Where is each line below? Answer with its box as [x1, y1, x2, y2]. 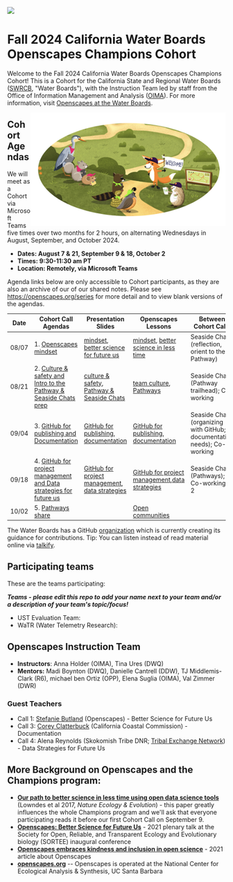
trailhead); [190, 386, 220, 394]
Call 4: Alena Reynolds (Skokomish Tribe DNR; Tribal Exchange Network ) [17, 737, 225, 745]
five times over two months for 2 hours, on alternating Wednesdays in [7, 229, 207, 237]
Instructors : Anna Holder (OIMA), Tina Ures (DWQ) [17, 659, 164, 668]
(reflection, [190, 339, 222, 348]
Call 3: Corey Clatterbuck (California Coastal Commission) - [17, 721, 189, 730]
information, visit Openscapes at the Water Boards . [7, 98, 153, 107]
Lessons [146, 322, 172, 330]
